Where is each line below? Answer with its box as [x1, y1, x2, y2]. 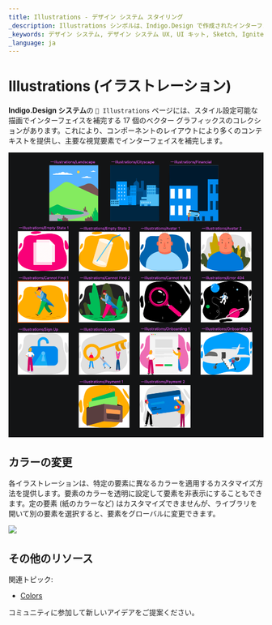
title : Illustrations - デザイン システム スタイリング [8, 13, 184, 21]
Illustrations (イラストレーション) [8, 77, 232, 96]
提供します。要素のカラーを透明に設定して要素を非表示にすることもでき [22, 489, 263, 499]
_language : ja [8, 39, 57, 47]
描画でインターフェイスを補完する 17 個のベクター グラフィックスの [8, 116, 233, 126]
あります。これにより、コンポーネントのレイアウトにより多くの [29, 126, 241, 135]
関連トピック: [8, 575, 54, 584]
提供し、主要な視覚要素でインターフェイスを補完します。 [36, 136, 227, 146]
